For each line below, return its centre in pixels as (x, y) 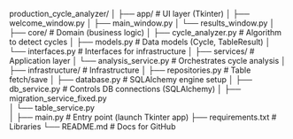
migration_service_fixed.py (58, 98)
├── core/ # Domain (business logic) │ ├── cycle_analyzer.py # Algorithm (145, 32)
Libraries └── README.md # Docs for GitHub (93, 127)
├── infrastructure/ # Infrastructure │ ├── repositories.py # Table (130, 70)
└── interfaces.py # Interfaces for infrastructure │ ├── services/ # (132, 51)
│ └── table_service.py (52, 108)
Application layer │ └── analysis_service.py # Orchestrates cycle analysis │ (148, 61)
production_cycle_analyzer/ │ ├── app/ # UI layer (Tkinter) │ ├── (130, 14)
